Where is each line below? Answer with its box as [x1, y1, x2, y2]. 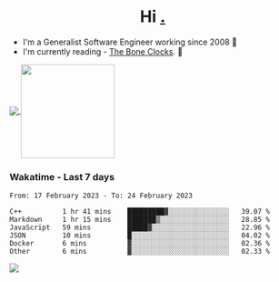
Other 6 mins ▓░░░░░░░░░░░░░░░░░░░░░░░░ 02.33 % [9, 247, 271, 257]
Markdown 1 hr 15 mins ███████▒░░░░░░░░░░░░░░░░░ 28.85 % [9, 216, 271, 225]
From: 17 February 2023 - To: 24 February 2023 [9, 191, 194, 201]
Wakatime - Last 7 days [9, 170, 115, 183]
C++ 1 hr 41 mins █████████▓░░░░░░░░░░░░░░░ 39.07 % [9, 207, 271, 217]
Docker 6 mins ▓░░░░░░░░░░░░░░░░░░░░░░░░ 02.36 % [9, 239, 271, 248]
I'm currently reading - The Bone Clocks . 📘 [22, 45, 184, 56]
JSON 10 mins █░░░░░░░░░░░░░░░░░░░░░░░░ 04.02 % [9, 231, 271, 240]
